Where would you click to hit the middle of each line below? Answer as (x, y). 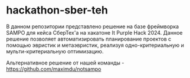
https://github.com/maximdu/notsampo (54, 69)
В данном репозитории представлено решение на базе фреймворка (92, 26)
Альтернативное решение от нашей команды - (65, 63)
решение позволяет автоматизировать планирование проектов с (89, 39)
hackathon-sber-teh (57, 10)
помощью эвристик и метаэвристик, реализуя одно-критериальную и (95, 45)
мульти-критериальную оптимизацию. (55, 51)
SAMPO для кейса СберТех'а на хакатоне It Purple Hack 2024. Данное (94, 32)
